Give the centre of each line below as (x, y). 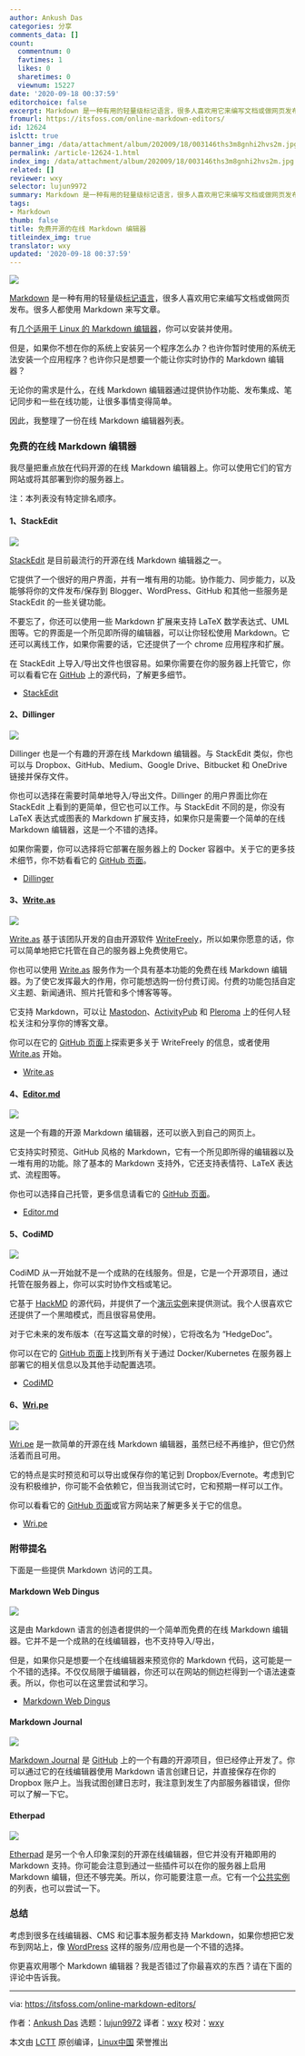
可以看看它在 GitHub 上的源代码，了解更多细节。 (100, 674)
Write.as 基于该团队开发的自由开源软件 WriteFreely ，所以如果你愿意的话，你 (152, 939)
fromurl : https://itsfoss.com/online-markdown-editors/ (117, 119)
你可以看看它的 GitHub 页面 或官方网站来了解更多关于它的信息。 (128, 1505)
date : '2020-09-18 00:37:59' (64, 93)
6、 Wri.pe (29, 1405)
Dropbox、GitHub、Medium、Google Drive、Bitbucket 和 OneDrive (161, 764)
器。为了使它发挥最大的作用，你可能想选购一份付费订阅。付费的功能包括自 (148, 981)
